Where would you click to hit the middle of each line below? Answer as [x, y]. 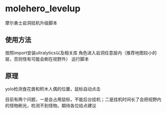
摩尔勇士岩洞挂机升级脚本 [31, 23]
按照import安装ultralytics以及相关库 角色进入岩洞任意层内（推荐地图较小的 [81, 53]
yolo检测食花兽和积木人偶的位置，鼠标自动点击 [53, 89]
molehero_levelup [43, 9]
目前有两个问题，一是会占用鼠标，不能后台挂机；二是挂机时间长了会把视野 [81, 99]
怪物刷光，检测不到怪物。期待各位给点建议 [53, 105]
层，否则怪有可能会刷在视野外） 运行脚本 [47, 59]
